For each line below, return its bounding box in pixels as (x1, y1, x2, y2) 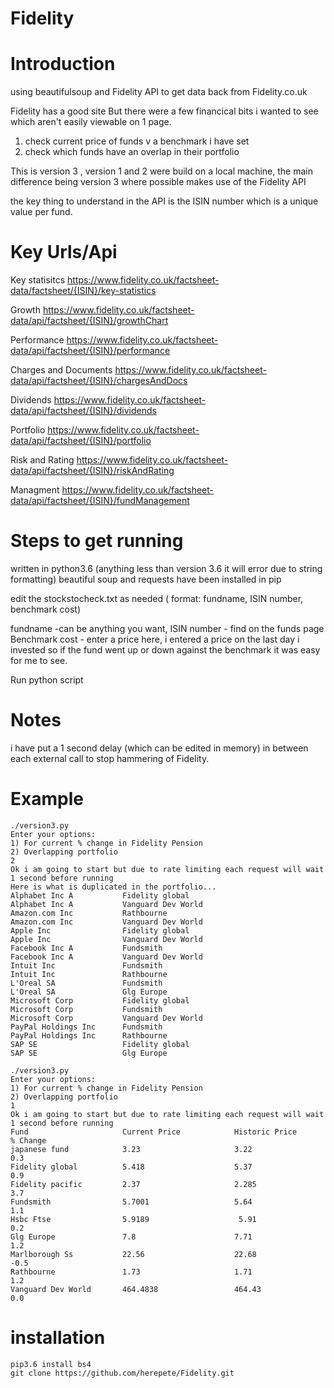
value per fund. (10, 206, 73, 218)
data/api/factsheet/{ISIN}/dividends (10, 405, 157, 417)
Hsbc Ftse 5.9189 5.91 (10, 1214, 257, 1224)
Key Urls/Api (10, 241, 118, 264)
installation (10, 1327, 106, 1349)
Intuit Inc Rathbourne (10, 969, 168, 979)
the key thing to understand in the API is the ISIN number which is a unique (10, 195, 319, 207)
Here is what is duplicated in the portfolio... (10, 882, 217, 892)
